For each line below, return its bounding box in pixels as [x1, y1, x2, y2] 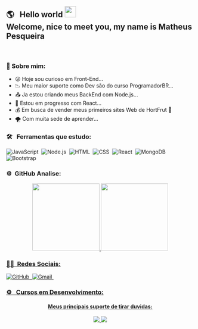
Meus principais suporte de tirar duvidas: [47, 303, 153, 310]
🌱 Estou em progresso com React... [14, 99, 102, 107]
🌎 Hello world [6, 10, 63, 20]
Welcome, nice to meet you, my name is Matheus [6, 22, 193, 32]
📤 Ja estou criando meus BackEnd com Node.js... [14, 91, 138, 98]
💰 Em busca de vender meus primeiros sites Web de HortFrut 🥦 [14, 106, 172, 114]
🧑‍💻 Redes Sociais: [6, 259, 61, 268]
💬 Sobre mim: [6, 62, 46, 70]
